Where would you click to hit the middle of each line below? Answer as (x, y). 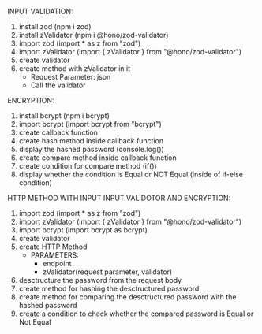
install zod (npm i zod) (55, 26)
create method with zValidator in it (75, 69)
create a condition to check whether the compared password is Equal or (136, 314)
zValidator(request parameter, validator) (107, 272)
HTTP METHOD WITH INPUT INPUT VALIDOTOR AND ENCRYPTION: (119, 198)
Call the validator (58, 85)
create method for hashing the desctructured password (109, 288)
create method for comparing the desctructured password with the (127, 297)
